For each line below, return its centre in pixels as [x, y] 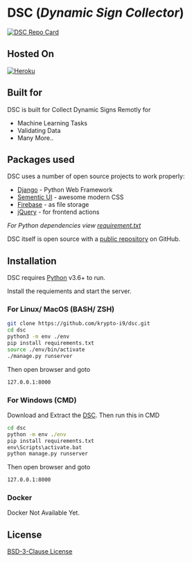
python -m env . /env [37, 434]
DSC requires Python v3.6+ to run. [56, 278]
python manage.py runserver [48, 454]
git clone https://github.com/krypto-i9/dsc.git [79, 324]
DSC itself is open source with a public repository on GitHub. [94, 239]
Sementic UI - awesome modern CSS [70, 197]
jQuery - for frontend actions [58, 212]
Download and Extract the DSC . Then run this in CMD [84, 415]
